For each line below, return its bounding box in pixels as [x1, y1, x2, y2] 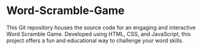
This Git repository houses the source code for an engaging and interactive [6, 24, 196, 31]
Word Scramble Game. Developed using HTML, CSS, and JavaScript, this [6, 30, 191, 37]
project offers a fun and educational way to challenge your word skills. [6, 37, 184, 44]
